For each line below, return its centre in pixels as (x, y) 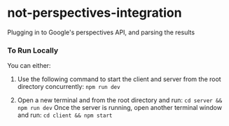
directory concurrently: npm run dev (69, 87)
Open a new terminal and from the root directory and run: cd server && (120, 100)
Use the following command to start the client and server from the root (119, 79)
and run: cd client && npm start (65, 115)
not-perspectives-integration (95, 13)
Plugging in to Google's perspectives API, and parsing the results (101, 32)
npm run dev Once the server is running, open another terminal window (120, 108)
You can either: (29, 66)
